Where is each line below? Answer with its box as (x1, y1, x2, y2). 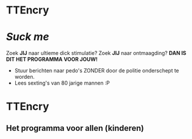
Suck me (6, 30, 50, 44)
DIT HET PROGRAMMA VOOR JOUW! (6, 56, 98, 63)
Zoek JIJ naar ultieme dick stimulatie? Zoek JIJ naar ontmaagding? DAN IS (6, 50, 186, 57)
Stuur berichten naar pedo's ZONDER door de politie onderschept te (14, 67, 180, 74)
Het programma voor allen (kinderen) (6, 123, 145, 133)
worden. (14, 74, 35, 81)
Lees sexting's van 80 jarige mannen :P (14, 79, 110, 86)
